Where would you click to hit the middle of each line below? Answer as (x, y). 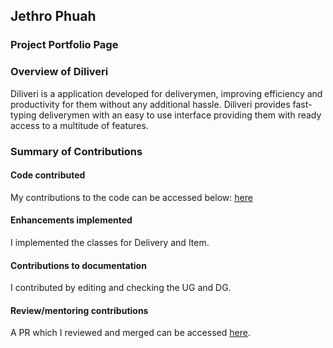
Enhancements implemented (71, 220)
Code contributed (48, 175)
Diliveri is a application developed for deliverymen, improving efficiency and (166, 93)
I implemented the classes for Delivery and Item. (110, 242)
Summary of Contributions (76, 151)
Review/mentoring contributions (79, 310)
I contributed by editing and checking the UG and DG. (121, 288)
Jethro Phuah (53, 16)
